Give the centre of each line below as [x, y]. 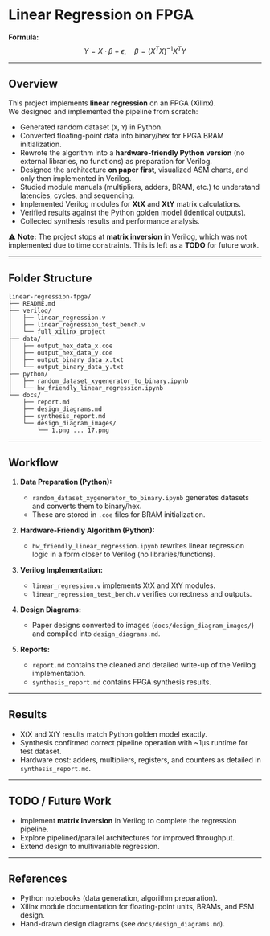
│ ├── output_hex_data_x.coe [61, 346]
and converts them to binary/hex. [87, 506]
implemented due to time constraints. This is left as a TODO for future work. [134, 245]
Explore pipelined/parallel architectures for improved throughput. [127, 837]
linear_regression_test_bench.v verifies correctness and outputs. [142, 594]
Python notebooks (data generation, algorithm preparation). [119, 898]
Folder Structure [50, 278]
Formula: [24, 37]
